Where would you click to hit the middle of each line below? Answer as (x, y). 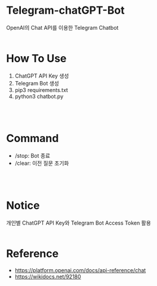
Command (33, 139)
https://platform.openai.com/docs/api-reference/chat (80, 270)
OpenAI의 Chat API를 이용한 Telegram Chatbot (62, 27)
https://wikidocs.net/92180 (48, 276)
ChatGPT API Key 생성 (42, 76)
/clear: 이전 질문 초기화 (42, 163)
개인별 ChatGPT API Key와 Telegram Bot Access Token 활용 (78, 223)
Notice (23, 205)
